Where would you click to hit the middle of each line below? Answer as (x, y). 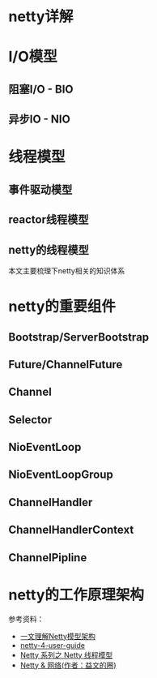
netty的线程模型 (49, 249)
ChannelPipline (48, 558)
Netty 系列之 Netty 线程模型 (66, 654)
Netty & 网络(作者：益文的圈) (68, 665)
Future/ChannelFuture (66, 365)
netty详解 (41, 17)
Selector (30, 420)
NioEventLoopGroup (61, 475)
